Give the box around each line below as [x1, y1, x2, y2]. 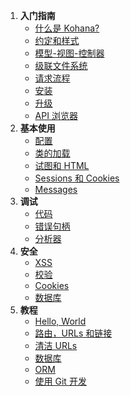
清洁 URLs [34, 340, 78, 351]
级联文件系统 [34, 60, 88, 71]
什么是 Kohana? [34, 22, 100, 34]
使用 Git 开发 [34, 375, 87, 387]
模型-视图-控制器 [34, 47, 105, 59]
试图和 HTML [34, 160, 90, 171]
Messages [34, 184, 78, 195]
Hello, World [34, 315, 87, 327]
